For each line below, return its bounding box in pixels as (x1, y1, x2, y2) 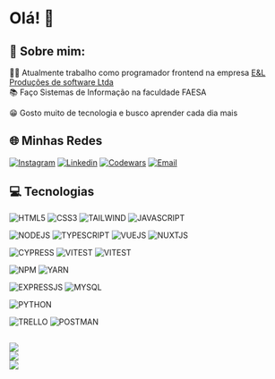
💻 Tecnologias (9, 184, 95, 199)
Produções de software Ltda (9, 77, 114, 88)
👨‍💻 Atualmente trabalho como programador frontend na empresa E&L (9, 67, 266, 78)
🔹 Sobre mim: (9, 44, 86, 59)
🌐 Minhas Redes (9, 133, 103, 148)
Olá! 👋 (9, 8, 55, 29)
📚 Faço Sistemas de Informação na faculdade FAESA (9, 87, 207, 97)
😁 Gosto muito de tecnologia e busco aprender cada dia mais (9, 107, 238, 118)
